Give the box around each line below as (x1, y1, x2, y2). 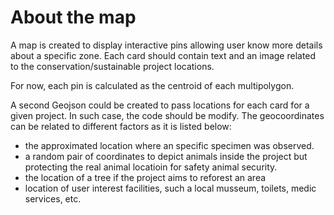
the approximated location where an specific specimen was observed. (24, 139, 315, 151)
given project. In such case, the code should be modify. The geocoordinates (10, 109, 325, 121)
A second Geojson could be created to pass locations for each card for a (10, 99, 310, 111)
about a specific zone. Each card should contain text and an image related (10, 49, 317, 61)
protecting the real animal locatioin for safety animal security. (24, 161, 278, 173)
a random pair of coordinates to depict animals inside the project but (24, 150, 308, 162)
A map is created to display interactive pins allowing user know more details (10, 39, 323, 51)
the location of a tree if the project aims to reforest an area (24, 171, 267, 183)
